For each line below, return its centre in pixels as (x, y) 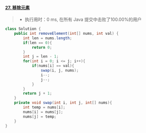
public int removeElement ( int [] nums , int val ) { (67, 34)
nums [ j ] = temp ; (40, 117)
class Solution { (23, 29)
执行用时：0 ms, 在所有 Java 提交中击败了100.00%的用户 (83, 19)
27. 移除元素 (17, 7)
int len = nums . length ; (47, 38)
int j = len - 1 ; (41, 57)
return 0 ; (42, 47)
